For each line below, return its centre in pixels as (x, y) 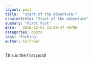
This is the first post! (26, 55)
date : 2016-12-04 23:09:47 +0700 (41, 28)
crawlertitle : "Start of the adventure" (47, 19)
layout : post (18, 10)
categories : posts (24, 32)
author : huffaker (23, 42)
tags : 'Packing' (22, 37)
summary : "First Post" (28, 23)
